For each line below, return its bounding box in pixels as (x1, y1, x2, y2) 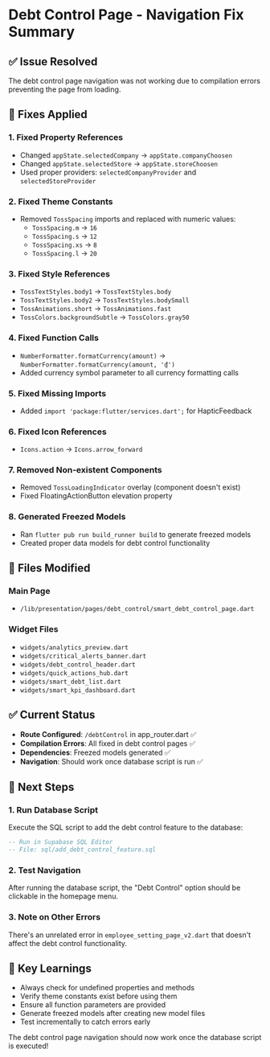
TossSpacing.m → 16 (31, 223, 98, 232)
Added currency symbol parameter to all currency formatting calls (19, 367, 239, 377)
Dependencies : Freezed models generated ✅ (19, 748, 171, 757)
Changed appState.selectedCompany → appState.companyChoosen (19, 150, 233, 160)
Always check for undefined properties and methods (19, 983, 195, 993)
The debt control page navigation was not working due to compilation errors (8, 76, 261, 85)
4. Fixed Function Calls (8, 332, 99, 343)
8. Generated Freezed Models (8, 511, 126, 522)
